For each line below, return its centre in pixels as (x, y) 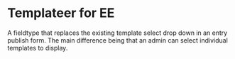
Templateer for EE (61, 13)
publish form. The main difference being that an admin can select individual (118, 40)
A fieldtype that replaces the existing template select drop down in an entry (117, 33)
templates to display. (38, 48)
